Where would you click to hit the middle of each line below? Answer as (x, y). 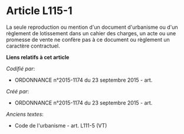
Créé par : (18, 91)
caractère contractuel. (33, 46)
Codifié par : (21, 68)
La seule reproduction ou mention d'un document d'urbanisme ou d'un (92, 27)
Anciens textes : (25, 114)
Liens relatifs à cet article (38, 57)
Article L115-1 (39, 11)
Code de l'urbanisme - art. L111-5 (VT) (61, 125)
